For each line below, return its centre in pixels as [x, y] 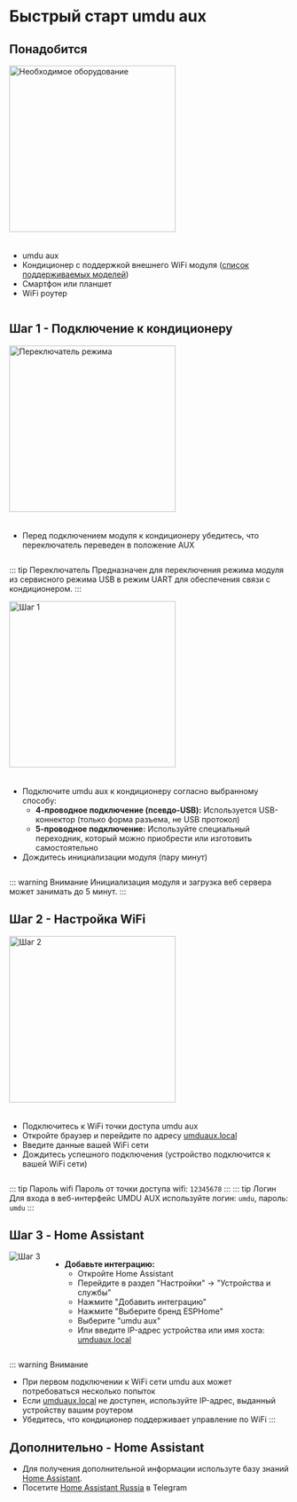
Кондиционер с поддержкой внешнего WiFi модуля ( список [136, 265]
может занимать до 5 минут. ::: [68, 891]
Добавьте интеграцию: [109, 1264]
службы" [94, 1293]
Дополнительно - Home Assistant [107, 1447]
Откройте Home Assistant [125, 1274]
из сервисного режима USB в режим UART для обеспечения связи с [140, 579]
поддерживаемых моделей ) [75, 274]
